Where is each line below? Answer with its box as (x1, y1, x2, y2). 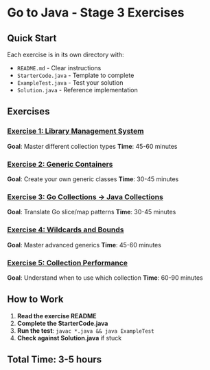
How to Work (7, 294, 64, 305)
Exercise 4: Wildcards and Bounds (7, 225, 124, 235)
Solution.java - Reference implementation (16, 86, 139, 94)
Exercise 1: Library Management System (7, 126, 144, 136)
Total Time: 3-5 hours (7, 353, 102, 366)
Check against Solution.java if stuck (16, 333, 122, 342)
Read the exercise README (16, 311, 97, 320)
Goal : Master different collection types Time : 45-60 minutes (7, 142, 178, 150)
